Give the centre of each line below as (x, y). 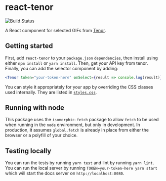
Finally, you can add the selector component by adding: (62, 68)
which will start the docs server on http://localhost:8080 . (65, 173)
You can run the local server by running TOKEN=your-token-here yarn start (81, 168)
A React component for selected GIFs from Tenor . (56, 30)
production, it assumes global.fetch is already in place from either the (77, 130)
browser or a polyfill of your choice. (41, 136)
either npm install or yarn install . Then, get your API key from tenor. (77, 63)
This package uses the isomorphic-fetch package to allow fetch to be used (82, 120)
